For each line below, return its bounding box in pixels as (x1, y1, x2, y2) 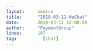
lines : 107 (6, 30, 46, 36)
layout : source (6, 8, 54, 15)
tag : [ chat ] (6, 36, 59, 42)
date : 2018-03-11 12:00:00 (6, 19, 88, 25)
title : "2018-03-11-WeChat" (6, 14, 88, 20)
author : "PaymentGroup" (6, 25, 75, 31)
